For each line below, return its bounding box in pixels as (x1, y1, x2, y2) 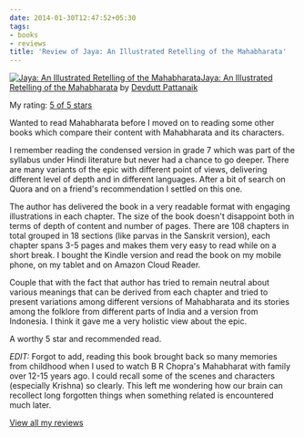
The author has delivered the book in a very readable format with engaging (9, 202, 291, 213)
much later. (9, 400, 52, 411)
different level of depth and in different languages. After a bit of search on (9, 174, 287, 185)
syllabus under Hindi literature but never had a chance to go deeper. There (9, 154, 289, 165)
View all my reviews (9, 417, 84, 429)
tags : (9, 22, 30, 31)
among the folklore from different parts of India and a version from (9, 307, 258, 317)
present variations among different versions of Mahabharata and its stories (9, 297, 289, 307)
